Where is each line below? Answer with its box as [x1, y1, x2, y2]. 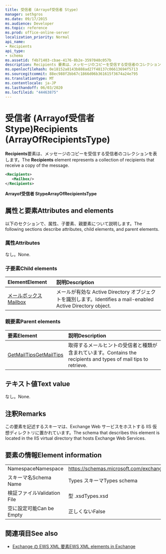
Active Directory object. [56, 302, 111, 309]
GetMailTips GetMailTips [7, 351, 64, 358]
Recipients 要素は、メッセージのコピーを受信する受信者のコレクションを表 [5, 151, 157, 157]
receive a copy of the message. [5, 162, 70, 168]
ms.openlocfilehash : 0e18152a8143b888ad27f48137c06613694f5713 [5, 67, 138, 72]
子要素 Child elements [5, 265, 58, 272]
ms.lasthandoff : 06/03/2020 [5, 85, 63, 90]
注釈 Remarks [5, 409, 46, 418]
